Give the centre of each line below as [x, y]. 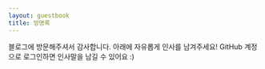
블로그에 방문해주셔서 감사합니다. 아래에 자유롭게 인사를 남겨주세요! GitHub [125, 46]
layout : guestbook [39, 15]
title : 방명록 [29, 23]
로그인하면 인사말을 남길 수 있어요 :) [78, 56]
